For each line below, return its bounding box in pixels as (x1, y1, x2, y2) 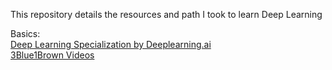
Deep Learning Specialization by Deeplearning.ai (10, 39, 212, 50)
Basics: (10, 28, 41, 39)
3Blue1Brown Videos (10, 49, 95, 61)
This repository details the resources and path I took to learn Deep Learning (10, 9, 323, 20)
